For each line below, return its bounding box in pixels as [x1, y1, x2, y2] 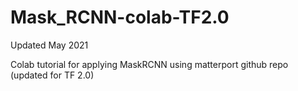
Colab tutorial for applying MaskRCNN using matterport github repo [10, 58, 289, 70]
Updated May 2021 [10, 39, 89, 51]
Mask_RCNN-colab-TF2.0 [10, 6, 230, 29]
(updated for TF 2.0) [10, 69, 95, 81]
